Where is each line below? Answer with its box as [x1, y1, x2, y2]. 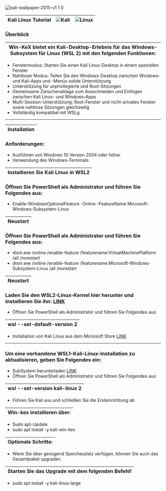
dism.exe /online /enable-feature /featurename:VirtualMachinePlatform [12, 250, 157, 256]
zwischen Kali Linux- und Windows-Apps [12, 94, 96, 100]
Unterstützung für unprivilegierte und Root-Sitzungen [12, 83, 122, 89]
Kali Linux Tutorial [7, 16, 51, 23]
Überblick [5, 31, 30, 38]
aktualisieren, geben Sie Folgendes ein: [5, 356, 102, 363]
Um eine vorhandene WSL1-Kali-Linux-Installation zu [5, 350, 135, 357]
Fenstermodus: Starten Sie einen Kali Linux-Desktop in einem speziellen [12, 62, 159, 68]
